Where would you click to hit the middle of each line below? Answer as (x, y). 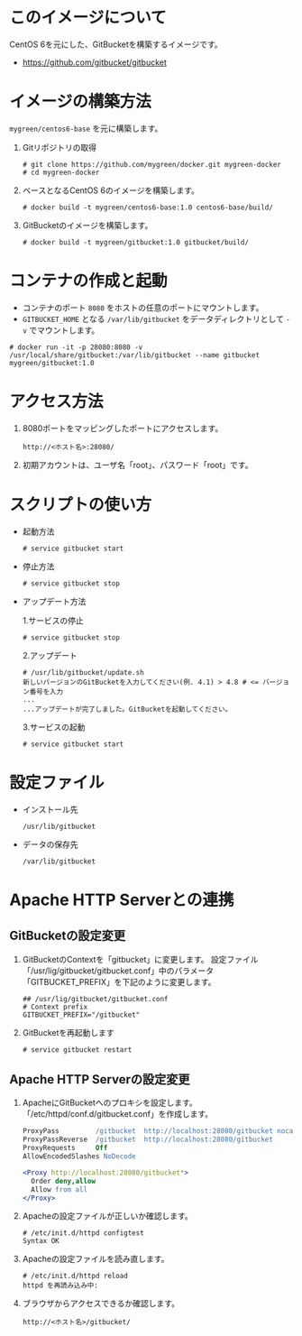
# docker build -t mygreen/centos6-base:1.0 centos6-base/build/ (147, 207)
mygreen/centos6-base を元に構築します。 (86, 128)
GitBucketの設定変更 (68, 936)
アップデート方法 (54, 601)
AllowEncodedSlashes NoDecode (79, 1156)
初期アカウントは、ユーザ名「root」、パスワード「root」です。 (137, 465)
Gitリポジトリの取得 (59, 147)
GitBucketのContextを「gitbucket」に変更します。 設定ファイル (140, 959)
